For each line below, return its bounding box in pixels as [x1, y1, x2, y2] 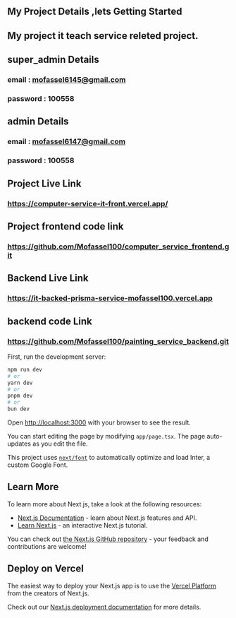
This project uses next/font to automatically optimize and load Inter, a [7, 453, 211, 461]
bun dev [7, 405, 30, 412]
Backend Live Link [7, 272, 89, 285]
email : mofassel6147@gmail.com [7, 137, 125, 147]
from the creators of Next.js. [7, 589, 89, 598]
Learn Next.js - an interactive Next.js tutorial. [17, 521, 148, 529]
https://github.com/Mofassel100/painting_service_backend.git [7, 336, 229, 346]
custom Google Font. [7, 460, 68, 469]
